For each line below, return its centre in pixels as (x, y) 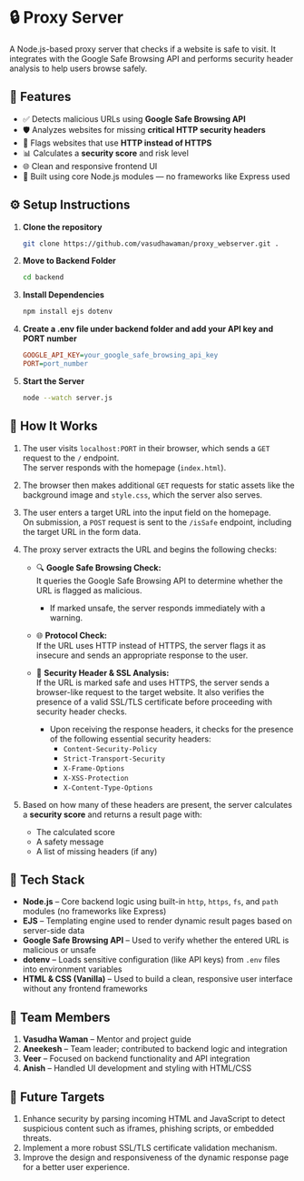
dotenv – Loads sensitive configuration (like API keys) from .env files (151, 960)
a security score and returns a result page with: (112, 814)
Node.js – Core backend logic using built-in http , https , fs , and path (150, 902)
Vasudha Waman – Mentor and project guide (107, 1039)
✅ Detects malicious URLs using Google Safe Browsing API (134, 118)
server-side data (54, 931)
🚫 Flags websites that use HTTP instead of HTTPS (117, 143)
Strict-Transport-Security (114, 759)
